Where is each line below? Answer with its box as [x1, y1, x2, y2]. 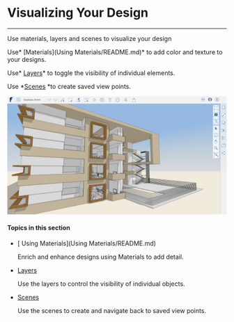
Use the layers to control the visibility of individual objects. [17, 280, 186, 288]
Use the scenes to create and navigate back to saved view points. [17, 306, 207, 314]
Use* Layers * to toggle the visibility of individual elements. [7, 68, 175, 77]
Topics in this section [7, 224, 71, 232]
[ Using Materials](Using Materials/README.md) [17, 239, 157, 248]
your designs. [7, 55, 47, 63]
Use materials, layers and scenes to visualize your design [7, 34, 172, 42]
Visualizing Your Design [7, 5, 148, 21]
